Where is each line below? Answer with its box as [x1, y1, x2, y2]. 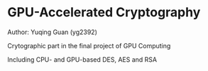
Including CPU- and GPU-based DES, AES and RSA [7, 55, 158, 64]
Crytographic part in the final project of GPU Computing [7, 41, 171, 50]
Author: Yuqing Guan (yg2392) [7, 28, 98, 36]
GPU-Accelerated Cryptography [7, 4, 201, 21]
